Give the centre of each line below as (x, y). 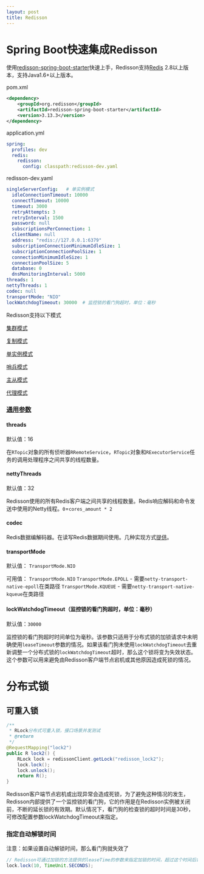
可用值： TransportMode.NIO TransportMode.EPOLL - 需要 (75, 579)
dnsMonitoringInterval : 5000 (49, 274)
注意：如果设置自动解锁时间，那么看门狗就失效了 (67, 848)
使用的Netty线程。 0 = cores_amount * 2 (64, 508)
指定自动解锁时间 (31, 834)
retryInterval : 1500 (38, 218)
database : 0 (27, 268)
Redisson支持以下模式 (34, 315)
